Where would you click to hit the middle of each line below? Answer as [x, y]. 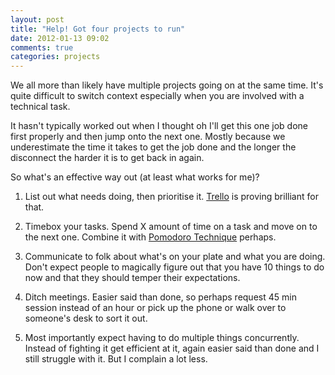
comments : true [42, 47]
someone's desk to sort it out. [86, 318]
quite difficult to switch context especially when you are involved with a [157, 96]
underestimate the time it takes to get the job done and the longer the [153, 147]
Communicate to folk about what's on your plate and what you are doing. [175, 257]
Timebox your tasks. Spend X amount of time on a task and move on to [171, 227]
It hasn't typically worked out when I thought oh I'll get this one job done [159, 126]
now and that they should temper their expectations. [132, 278]
